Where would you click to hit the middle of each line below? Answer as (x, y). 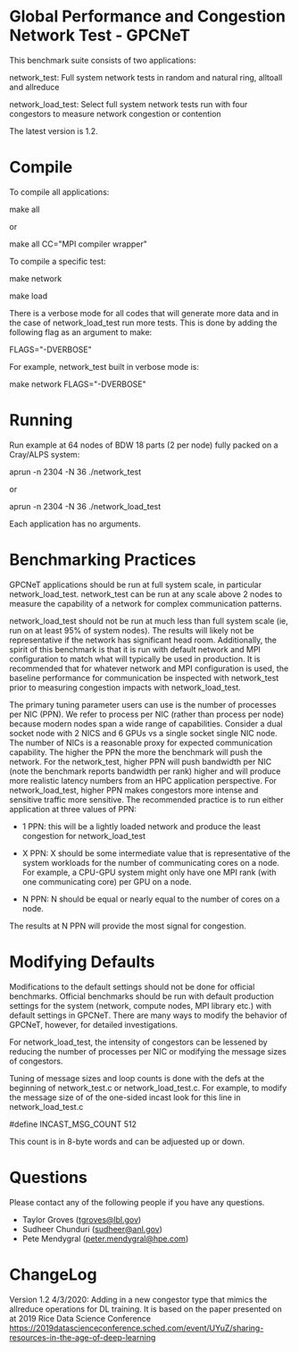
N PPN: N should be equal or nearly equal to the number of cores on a (151, 899)
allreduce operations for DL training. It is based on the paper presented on (146, 1309)
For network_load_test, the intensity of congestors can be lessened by (138, 1042)
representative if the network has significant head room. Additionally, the (143, 640)
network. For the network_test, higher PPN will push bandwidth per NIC (141, 761)
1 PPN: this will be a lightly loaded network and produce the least (141, 826)
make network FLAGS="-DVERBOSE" (78, 384)
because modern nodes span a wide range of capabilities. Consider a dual (146, 723)
